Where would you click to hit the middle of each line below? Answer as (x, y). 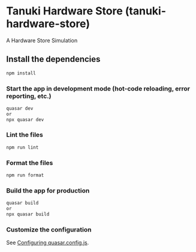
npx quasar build (28, 214)
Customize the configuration (49, 229)
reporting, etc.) (29, 96)
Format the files (30, 163)
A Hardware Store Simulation (42, 40)
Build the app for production (48, 190)
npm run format (25, 175)
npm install (21, 73)
